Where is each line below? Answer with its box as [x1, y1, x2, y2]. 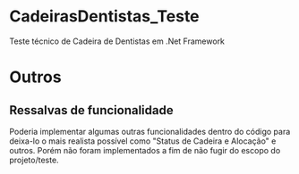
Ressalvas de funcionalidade [9, 103, 174, 118]
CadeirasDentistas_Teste [9, 6, 200, 27]
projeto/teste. [9, 154, 60, 165]
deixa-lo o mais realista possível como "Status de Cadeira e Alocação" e [9, 136, 277, 146]
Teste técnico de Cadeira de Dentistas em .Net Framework [9, 36, 226, 46]
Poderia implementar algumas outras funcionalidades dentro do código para [9, 126, 291, 137]
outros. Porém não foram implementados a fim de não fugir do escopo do [9, 145, 281, 155]
